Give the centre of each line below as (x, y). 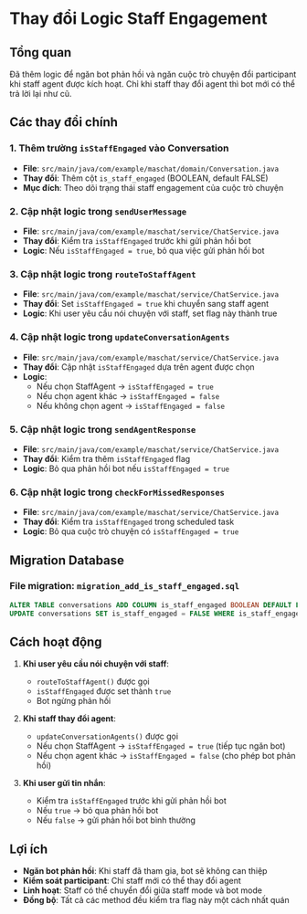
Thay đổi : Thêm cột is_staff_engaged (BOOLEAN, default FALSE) (145, 178)
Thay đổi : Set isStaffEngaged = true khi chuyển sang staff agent (146, 304)
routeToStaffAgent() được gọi (93, 682)
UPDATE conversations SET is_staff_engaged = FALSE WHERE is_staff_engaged (157, 614)
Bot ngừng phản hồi (74, 701)
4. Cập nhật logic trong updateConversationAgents (120, 337)
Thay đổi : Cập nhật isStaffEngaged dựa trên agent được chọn (138, 367)
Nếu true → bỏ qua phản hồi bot (97, 811)
